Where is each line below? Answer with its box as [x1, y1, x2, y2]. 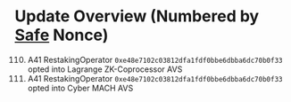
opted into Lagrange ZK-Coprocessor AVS [27, 64, 183, 75]
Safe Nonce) [14, 25, 109, 45]
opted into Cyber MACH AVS [27, 82, 134, 93]
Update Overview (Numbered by [14, 6, 260, 27]
